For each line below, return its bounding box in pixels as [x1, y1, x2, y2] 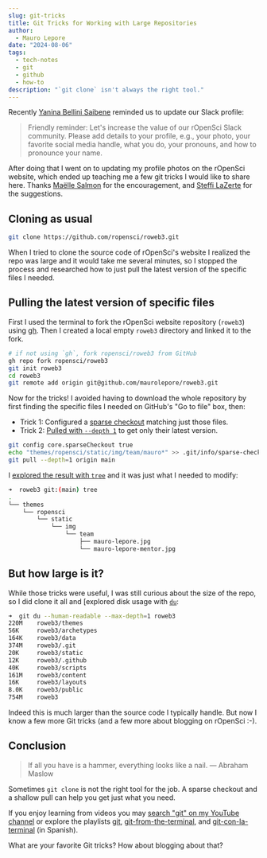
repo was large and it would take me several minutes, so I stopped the [8, 256, 238, 266]
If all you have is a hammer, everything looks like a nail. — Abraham [27, 760, 249, 770]
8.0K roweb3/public [8, 686, 83, 694]
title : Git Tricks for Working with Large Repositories [8, 19, 197, 27]
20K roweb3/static [8, 649, 83, 657]
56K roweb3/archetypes [8, 626, 98, 635]
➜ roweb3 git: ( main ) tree [8, 486, 98, 493]
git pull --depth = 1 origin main [8, 456, 115, 464]
